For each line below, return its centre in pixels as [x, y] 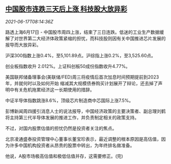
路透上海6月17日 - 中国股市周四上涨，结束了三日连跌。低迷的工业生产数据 [82, 32]
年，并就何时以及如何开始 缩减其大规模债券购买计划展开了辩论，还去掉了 [82, 83]
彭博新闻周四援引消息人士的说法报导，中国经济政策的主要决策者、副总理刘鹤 [85, 111]
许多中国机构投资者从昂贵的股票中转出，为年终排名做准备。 [72, 145]
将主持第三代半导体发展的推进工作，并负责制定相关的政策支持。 [72, 117]
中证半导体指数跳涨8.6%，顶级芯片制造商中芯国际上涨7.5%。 [69, 100]
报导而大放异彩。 [23, 45]
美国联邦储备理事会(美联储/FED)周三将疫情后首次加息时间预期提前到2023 [82, 77]
